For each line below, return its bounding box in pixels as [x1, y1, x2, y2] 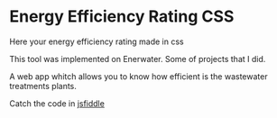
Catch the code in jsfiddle [9, 97, 106, 109]
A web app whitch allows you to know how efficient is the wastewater [9, 70, 268, 82]
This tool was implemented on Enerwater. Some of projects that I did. [9, 53, 266, 64]
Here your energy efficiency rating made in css [9, 36, 184, 47]
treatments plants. [9, 80, 77, 91]
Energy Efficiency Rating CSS [9, 6, 235, 27]
